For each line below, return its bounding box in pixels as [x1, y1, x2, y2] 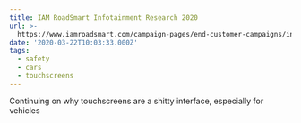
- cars [17, 63, 42, 72]
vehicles [9, 104, 40, 116]
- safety [17, 54, 50, 63]
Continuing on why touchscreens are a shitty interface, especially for [9, 95, 264, 106]
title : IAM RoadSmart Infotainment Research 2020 [9, 12, 199, 22]
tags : [9, 46, 30, 55]
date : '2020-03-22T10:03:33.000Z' [9, 37, 139, 47]
